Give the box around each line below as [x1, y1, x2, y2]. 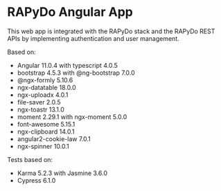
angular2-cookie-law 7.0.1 [17, 134, 91, 143]
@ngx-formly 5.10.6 [17, 75, 73, 84]
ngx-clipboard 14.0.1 [17, 127, 75, 136]
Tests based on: [7, 155, 53, 163]
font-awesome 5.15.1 [17, 120, 76, 128]
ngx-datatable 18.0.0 [17, 83, 76, 91]
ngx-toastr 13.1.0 [17, 105, 64, 113]
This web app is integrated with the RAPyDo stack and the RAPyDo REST [7, 27, 215, 35]
